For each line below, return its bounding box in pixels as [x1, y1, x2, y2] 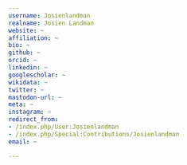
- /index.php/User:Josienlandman [8, 123, 119, 131]
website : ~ [8, 26, 45, 34]
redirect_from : [8, 116, 59, 124]
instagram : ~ [8, 108, 52, 116]
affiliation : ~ [8, 33, 59, 42]
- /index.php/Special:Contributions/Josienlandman [8, 130, 180, 138]
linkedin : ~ [8, 64, 48, 72]
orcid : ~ [8, 57, 37, 65]
